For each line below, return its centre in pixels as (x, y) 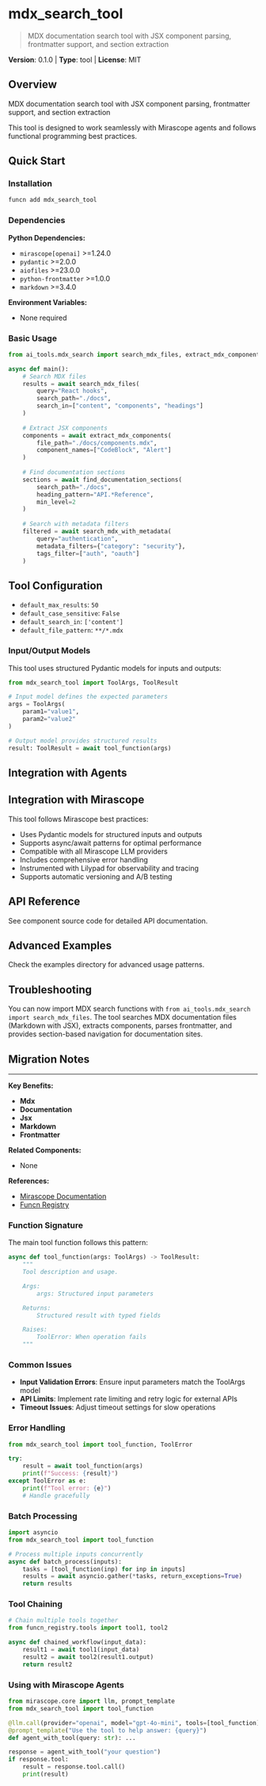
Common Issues (40, 1364)
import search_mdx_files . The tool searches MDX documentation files (123, 1017)
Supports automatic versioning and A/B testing (96, 876)
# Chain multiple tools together (63, 1621)
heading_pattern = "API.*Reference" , (95, 494)
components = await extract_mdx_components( (97, 435)
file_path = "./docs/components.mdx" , (97, 443)
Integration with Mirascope (76, 800)
